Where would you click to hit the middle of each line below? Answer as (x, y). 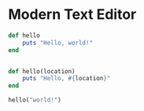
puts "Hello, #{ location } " (66, 79)
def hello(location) (42, 71)
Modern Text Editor (72, 15)
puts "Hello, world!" (57, 43)
